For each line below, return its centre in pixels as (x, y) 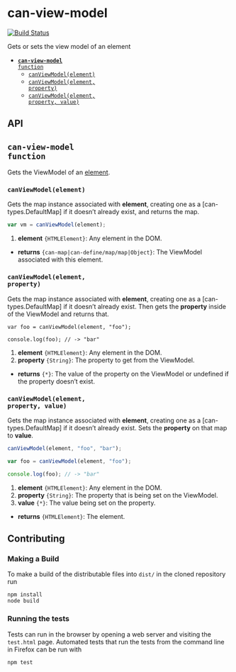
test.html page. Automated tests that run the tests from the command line (116, 642)
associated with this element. (60, 259)
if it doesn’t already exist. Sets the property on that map (145, 427)
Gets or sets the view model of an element (69, 46)
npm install (25, 595)
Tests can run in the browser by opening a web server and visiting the (109, 634)
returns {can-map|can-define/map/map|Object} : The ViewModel (110, 252)
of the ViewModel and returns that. (58, 314)
